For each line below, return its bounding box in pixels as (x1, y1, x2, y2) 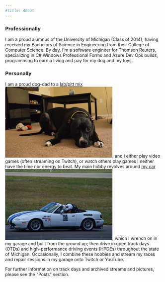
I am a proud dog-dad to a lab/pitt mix (5, 81, 83, 87)
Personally (5, 70, 32, 77)
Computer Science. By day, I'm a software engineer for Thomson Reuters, (5, 47, 157, 53)
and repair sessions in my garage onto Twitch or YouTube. (5, 257, 124, 263)
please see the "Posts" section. (5, 272, 70, 278)
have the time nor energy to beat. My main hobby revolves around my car (5, 164, 156, 170)
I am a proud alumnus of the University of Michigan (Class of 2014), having (5, 36, 159, 42)
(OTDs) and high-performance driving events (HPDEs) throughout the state (5, 246, 159, 252)
